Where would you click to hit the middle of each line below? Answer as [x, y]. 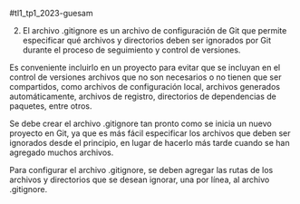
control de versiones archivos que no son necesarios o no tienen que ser [145, 77]
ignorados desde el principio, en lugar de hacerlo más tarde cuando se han [150, 143]
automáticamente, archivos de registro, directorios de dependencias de [143, 96]
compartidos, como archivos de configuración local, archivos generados [145, 87]
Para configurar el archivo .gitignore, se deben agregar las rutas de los [141, 170]
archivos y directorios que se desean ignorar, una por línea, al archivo [140, 180]
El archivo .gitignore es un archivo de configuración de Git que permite [155, 30]
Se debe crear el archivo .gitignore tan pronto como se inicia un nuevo [140, 123]
